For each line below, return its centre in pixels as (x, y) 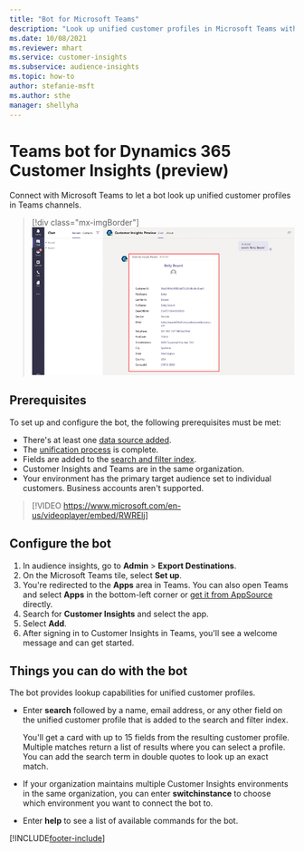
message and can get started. (78, 643)
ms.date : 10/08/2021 (48, 38)
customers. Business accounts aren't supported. (113, 488)
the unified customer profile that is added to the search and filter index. (155, 720)
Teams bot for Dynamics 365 (120, 151)
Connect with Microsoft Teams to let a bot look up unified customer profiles (150, 196)
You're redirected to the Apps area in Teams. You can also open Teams (155, 585)
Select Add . (44, 623)
